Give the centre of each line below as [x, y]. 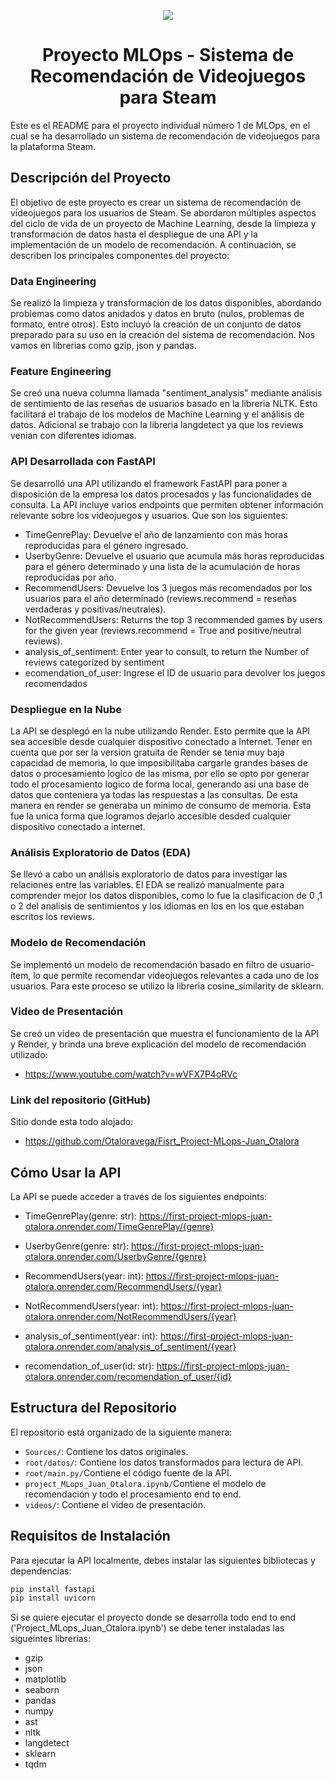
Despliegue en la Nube [66, 709]
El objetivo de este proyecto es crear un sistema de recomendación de [156, 202]
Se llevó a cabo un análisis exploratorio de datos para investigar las [149, 874]
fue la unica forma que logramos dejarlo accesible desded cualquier [151, 816]
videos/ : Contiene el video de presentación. [115, 1504]
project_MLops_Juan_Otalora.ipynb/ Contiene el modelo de [145, 1483]
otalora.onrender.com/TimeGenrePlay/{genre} [119, 1226]
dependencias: [41, 1571]
